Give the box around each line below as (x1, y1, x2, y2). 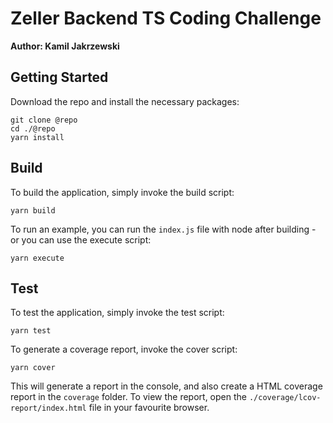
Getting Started (10, 69, 109, 86)
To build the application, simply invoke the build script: (10, 186, 235, 198)
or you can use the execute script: (10, 233, 152, 246)
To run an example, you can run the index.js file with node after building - (10, 223, 317, 235)
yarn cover (10, 363, 56, 373)
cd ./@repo (10, 123, 56, 134)
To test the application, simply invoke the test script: (10, 307, 225, 319)
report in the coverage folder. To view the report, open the (10, 391, 247, 403)
